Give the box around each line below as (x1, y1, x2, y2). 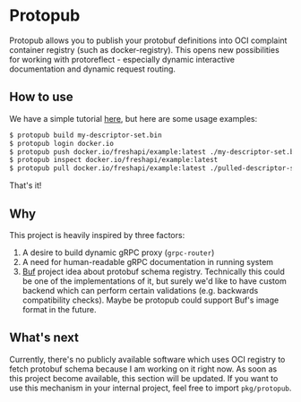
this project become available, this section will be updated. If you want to (9, 372, 279, 383)
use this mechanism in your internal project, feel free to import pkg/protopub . (9, 382, 292, 393)
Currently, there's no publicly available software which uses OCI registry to (9, 354, 286, 364)
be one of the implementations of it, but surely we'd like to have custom (21, 275, 287, 287)
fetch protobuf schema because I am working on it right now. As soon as (9, 364, 278, 374)
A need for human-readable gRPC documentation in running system (21, 256, 274, 267)
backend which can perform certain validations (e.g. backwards (21, 285, 259, 295)
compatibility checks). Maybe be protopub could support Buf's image (21, 295, 279, 305)
